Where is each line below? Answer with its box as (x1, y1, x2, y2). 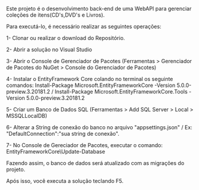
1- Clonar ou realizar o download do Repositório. (6, 35, 125, 41)
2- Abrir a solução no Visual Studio (6, 46, 93, 53)
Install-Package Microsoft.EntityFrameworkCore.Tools (54, 88, 188, 95)
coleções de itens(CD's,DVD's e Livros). (6, 11, 105, 18)
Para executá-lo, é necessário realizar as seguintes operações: (6, 23, 161, 30)
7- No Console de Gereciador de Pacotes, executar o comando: (6, 142, 163, 148)
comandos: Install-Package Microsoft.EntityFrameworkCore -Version (6, 82, 176, 89)
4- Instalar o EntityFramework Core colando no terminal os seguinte (6, 76, 173, 82)
